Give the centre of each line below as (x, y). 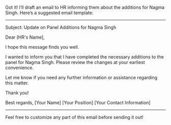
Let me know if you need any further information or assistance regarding (81, 77)
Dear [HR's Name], (25, 37)
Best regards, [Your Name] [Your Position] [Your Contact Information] (78, 103)
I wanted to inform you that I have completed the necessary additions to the (85, 57)
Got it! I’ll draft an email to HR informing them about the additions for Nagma (85, 7)
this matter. (17, 83)
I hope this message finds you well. (42, 47)
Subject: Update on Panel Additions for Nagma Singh (61, 27)
